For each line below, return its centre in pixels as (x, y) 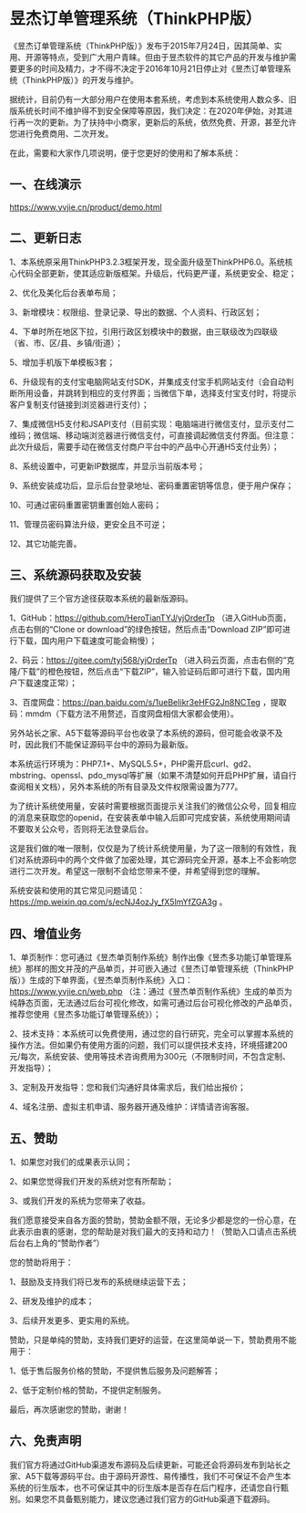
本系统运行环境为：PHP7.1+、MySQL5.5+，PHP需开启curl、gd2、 (133, 764)
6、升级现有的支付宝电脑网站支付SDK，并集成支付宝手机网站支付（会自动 (148, 381)
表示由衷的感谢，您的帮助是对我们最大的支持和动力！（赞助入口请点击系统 (157, 1231)
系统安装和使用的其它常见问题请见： (77, 891)
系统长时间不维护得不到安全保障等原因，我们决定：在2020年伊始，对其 (151, 110)
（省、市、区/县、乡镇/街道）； (66, 342)
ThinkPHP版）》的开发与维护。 (82, 79)
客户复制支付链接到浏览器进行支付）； (79, 404)
